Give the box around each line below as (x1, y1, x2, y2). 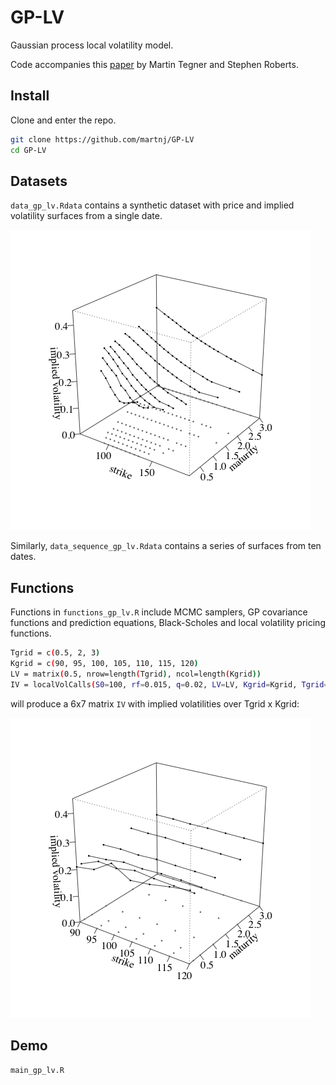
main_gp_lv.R (10, 1066, 65, 1076)
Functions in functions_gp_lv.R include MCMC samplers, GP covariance (10, 606, 308, 618)
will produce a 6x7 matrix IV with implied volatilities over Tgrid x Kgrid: (10, 697, 300, 710)
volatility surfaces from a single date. (10, 210, 163, 222)
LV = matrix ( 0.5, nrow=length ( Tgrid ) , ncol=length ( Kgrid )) (10, 669, 262, 679)
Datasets (10, 172, 68, 190)
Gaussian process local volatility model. (10, 39, 174, 51)
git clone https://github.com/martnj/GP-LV (10, 134, 195, 145)
